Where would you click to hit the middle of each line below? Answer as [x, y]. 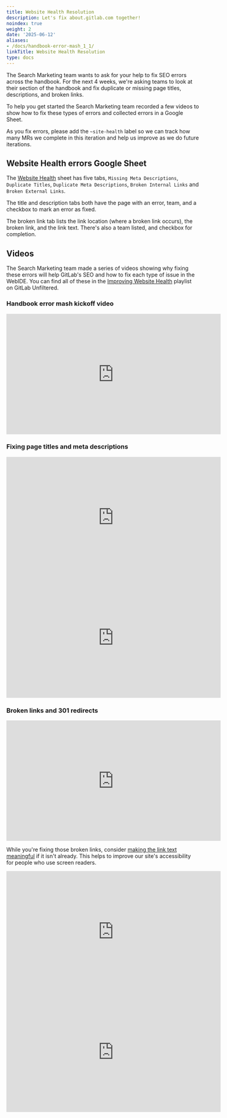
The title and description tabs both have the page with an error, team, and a [102, 203]
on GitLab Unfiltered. [33, 288]
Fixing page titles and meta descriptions [67, 447]
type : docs [20, 58]
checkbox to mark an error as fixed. [51, 209]
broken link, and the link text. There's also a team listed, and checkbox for [99, 228]
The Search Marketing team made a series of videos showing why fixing [97, 268]
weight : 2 [19, 29]
